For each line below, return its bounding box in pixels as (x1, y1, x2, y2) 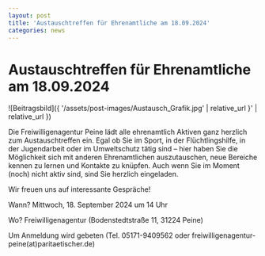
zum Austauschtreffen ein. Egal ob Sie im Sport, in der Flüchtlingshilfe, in (8, 136, 246, 145)
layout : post (8, 11, 51, 20)
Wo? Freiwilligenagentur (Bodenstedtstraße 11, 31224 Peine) (8, 216, 204, 225)
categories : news (8, 26, 66, 34)
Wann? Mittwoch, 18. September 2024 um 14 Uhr (8, 200, 168, 210)
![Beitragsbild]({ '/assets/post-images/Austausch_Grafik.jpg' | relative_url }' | (8, 104, 258, 113)
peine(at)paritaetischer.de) (8, 239, 96, 249)
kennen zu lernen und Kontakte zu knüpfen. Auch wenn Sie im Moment (8, 161, 240, 170)
